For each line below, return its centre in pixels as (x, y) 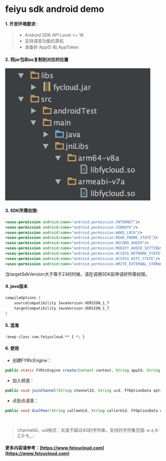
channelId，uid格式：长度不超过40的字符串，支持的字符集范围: (81, 430)
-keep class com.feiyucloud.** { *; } (45, 337)
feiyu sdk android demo (55, 9)
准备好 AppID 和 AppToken (52, 47)
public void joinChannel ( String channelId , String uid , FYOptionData (78, 391)
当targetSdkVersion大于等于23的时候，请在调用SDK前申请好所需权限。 (77, 274)
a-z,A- (153, 430)
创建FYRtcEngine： (32, 360)
